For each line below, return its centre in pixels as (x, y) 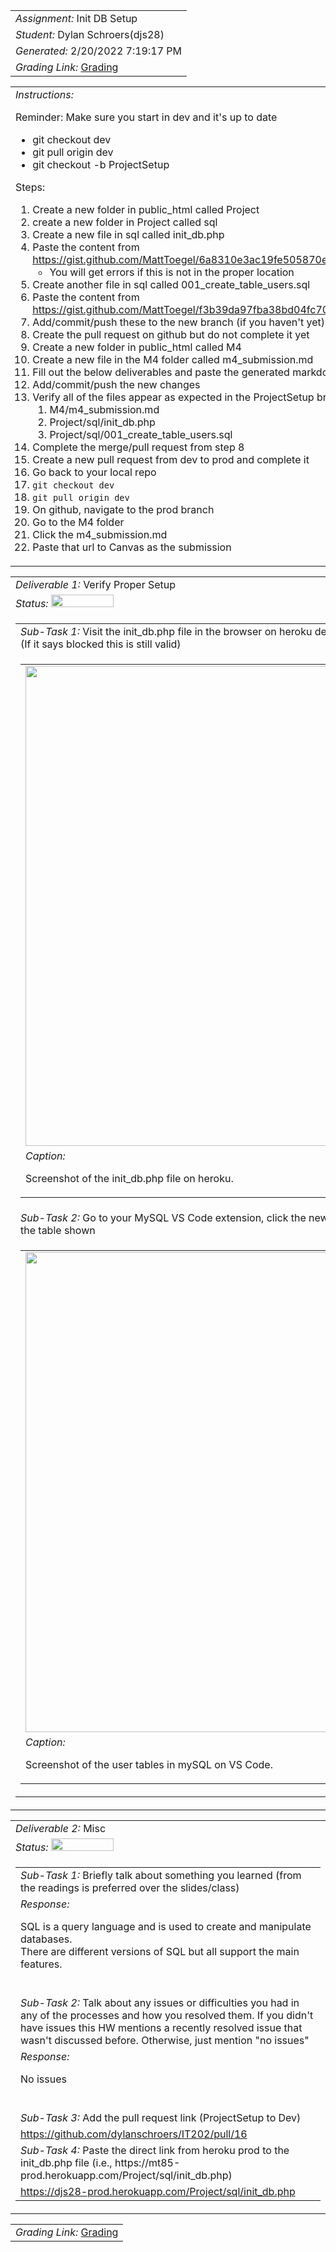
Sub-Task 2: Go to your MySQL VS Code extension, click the (163, 1217)
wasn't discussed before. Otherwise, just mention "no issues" (165, 2040)
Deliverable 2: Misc (61, 1828)
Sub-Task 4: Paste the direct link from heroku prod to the (155, 2150)
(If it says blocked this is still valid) (101, 644)
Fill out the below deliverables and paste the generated (161, 372)
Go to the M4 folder (78, 522)
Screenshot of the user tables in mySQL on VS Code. (149, 1764)
